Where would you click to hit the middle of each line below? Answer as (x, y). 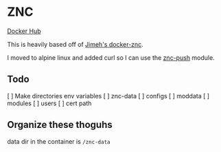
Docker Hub (24, 31)
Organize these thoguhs (60, 125)
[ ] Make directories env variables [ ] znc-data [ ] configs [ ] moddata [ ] (108, 96)
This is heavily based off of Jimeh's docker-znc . (75, 44)
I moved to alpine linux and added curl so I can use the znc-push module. (111, 57)
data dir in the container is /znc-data (59, 141)
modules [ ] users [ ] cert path (49, 103)
